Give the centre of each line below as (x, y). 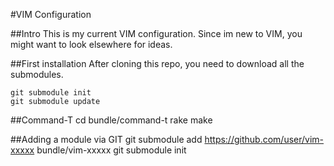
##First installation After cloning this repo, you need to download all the (157, 63)
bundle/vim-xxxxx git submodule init (111, 150)
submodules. (37, 74)
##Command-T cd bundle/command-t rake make (111, 120)
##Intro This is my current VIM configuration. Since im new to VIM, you (156, 33)
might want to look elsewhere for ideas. (91, 44)
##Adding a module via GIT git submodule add (106, 139)
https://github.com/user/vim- (264, 139)
